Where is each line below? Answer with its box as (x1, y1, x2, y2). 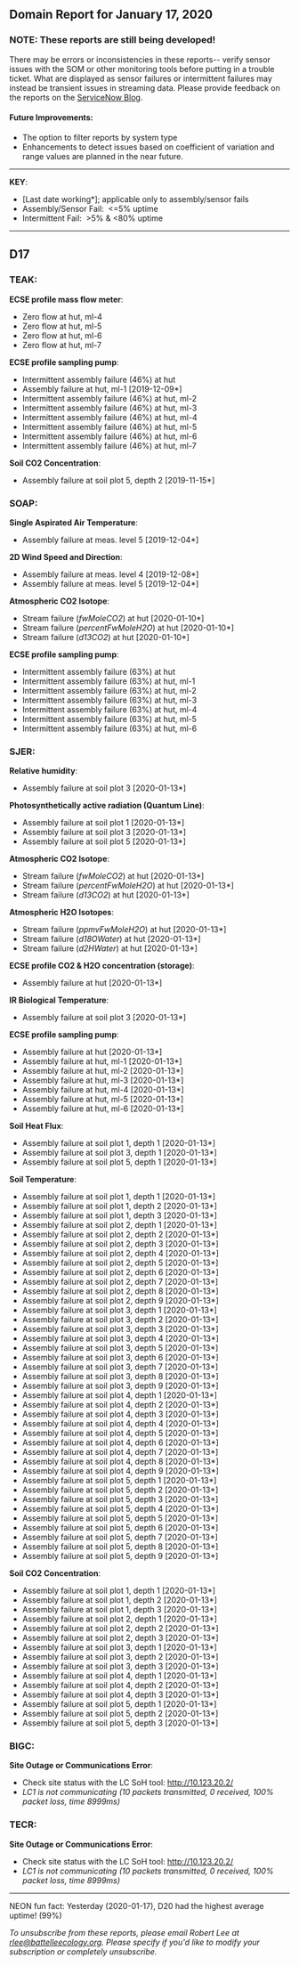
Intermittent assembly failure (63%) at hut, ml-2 (21, 685, 198, 695)
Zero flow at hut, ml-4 (21, 311, 102, 321)
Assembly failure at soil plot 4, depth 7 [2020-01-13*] (21, 1447, 219, 1458)
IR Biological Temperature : (9, 995, 109, 1005)
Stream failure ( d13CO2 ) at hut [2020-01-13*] (21, 890, 190, 900)
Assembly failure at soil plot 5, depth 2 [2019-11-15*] (21, 475, 215, 485)
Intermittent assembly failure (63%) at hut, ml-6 (21, 723, 198, 734)
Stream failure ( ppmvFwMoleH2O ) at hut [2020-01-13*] (21, 924, 227, 935)
